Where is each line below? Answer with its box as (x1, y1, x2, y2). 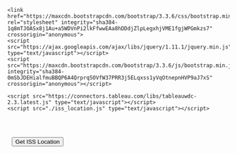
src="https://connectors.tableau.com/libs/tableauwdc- (32, 93, 197, 100)
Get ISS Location (15, 138, 60, 146)
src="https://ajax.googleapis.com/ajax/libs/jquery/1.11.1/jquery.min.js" (7, 44, 232, 51)
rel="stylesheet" (7, 19, 59, 26)
